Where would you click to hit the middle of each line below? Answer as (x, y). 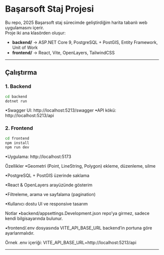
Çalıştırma (21, 72)
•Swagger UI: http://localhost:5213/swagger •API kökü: (61, 110)
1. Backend (18, 86)
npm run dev (17, 147)
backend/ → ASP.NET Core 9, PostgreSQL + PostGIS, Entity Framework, (85, 42)
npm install (17, 143)
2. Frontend (19, 128)
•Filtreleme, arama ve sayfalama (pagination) (51, 195)
